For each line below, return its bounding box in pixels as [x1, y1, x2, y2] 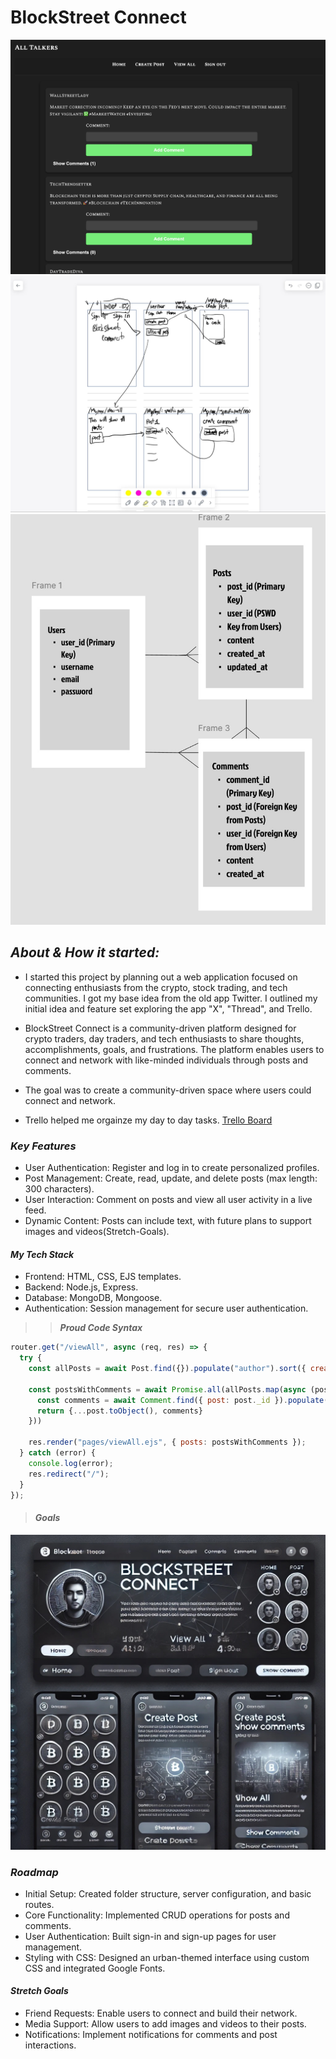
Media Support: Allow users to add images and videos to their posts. [24, 2018, 307, 2030]
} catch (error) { [19, 1448, 97, 1458]
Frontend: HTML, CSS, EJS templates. [24, 1271, 182, 1283]
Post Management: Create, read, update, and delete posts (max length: [24, 1172, 318, 1185]
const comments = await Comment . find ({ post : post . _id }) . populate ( [36, 1395, 329, 1405]
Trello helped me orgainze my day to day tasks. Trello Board [24, 1114, 273, 1126]
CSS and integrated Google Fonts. [24, 1962, 166, 1974]
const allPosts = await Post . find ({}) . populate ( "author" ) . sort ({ [28, 1364, 307, 1374]
